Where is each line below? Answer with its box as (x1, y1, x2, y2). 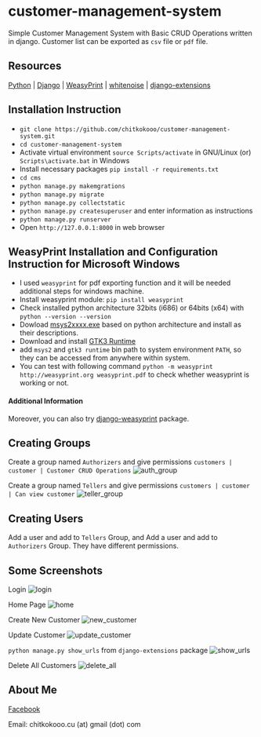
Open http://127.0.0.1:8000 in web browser (19, 222, 165, 232)
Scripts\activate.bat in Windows (19, 155, 130, 165)
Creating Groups (8, 436, 91, 450)
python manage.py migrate (19, 191, 104, 199)
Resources (8, 60, 62, 73)
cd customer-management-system (19, 140, 122, 148)
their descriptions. (19, 328, 78, 337)
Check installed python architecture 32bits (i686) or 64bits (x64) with (19, 303, 245, 312)
